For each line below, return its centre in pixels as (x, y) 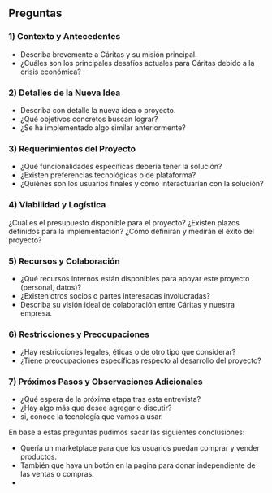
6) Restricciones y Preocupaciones (79, 334)
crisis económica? (50, 72)
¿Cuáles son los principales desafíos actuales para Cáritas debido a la (137, 63)
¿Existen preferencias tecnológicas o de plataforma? (108, 175)
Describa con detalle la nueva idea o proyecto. (98, 110)
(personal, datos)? (51, 287)
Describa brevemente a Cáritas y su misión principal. (108, 54)
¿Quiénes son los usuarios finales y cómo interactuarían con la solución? (142, 184)
